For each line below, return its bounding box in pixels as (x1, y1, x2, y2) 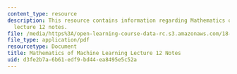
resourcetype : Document (7, 43, 78, 50)
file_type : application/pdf (7, 37, 90, 44)
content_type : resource (7, 10, 78, 18)
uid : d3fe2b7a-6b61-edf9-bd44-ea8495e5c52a (7, 56, 138, 63)
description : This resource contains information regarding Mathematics (7, 17, 226, 24)
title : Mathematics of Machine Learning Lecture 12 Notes (7, 50, 181, 57)
